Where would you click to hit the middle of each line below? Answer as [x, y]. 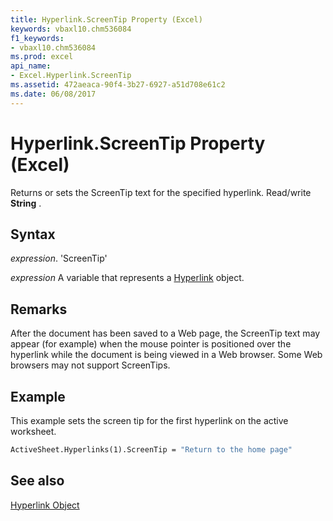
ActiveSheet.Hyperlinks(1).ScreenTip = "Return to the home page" [151, 450]
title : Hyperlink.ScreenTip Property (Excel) [106, 19]
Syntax [33, 234]
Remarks [39, 309]
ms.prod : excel [42, 57]
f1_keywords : [37, 38]
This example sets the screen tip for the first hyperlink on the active [149, 420]
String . [26, 203]
